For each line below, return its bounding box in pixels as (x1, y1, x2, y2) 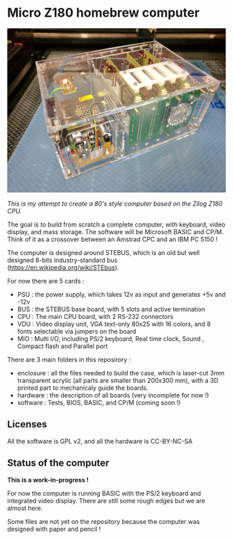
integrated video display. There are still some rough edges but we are (7, 496, 206, 505)
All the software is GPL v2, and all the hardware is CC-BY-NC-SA (7, 436, 193, 445)
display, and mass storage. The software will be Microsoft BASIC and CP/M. (7, 227, 224, 236)
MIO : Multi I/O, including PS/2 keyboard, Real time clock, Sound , (17, 334, 205, 343)
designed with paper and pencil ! (7, 525, 101, 533)
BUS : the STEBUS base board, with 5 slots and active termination (17, 304, 206, 313)
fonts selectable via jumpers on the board (17, 327, 137, 335)
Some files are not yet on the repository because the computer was (7, 517, 200, 525)
